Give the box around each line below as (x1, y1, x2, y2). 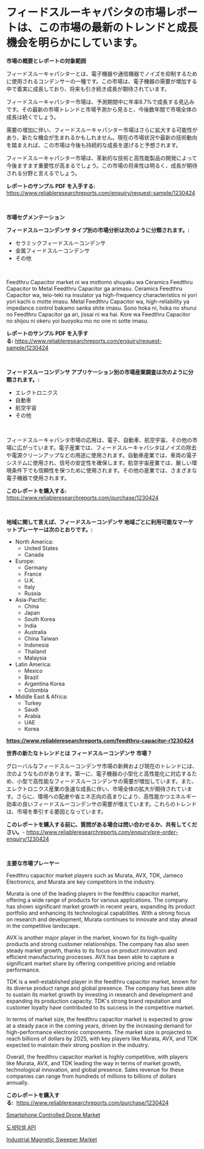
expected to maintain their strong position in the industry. (6, 1041, 149, 1048)
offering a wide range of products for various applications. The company (6, 896, 188, 904)
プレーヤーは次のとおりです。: (16, 526, 93, 533)
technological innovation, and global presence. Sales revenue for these (6, 1066, 184, 1073)
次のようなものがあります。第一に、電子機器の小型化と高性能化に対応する (6, 769, 192, 777)
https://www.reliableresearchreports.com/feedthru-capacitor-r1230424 (6, 737, 194, 744)
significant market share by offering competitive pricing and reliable (6, 960, 176, 967)
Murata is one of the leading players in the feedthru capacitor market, (6, 890, 180, 897)
